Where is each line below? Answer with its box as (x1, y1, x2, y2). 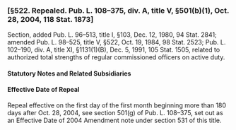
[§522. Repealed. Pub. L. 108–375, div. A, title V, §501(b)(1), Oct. (7, 6, 230, 16)
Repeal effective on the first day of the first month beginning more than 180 (7, 101, 227, 110)
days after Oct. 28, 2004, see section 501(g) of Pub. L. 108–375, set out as (7, 109, 224, 117)
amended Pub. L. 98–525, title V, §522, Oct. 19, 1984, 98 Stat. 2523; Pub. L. (7, 38, 226, 47)
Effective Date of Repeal (7, 85, 80, 94)
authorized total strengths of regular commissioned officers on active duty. (7, 53, 225, 61)
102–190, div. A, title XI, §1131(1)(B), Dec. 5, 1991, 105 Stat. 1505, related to (7, 45, 220, 54)
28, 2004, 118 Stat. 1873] (7, 14, 94, 24)
